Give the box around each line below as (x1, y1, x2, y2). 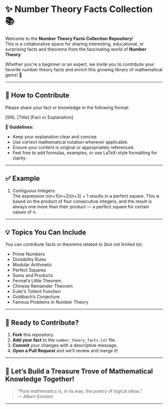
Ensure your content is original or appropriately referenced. (12, 144, 135, 150)
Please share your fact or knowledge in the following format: (5, 104, 130, 110)
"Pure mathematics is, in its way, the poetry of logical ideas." (17, 388, 142, 394)
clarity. (12, 155, 26, 161)
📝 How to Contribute (5, 91, 70, 100)
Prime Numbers (12, 251, 45, 257)
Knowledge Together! (5, 375, 74, 383)
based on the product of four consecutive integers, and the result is (12, 198, 152, 204)
